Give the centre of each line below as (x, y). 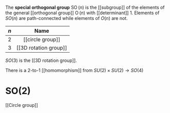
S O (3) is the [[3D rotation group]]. (41, 60)
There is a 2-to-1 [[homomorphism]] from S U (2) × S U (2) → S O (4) (74, 70)
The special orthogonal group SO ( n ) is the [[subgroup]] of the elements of (85, 7)
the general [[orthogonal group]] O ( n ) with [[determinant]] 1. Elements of (82, 13)
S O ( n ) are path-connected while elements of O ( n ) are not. (67, 18)
